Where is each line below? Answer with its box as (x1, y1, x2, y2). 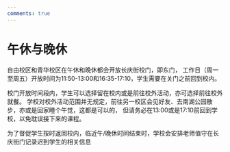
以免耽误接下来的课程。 (18, 114, 86, 123)
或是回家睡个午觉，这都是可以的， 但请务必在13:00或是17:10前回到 (25, 105, 212, 114)
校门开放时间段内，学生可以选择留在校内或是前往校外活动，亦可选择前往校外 (7, 88, 223, 97)
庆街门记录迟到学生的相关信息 (7, 138, 91, 146)
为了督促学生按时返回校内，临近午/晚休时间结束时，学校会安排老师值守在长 (7, 129, 220, 137)
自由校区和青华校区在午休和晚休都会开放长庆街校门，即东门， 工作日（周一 (7, 66, 219, 74)
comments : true (7, 10, 51, 17)
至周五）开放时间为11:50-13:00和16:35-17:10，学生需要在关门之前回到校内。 (7, 74, 221, 82)
